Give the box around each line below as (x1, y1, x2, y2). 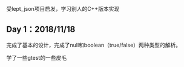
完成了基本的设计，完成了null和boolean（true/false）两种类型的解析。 (6, 41, 182, 48)
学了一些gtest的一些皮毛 (6, 54, 67, 61)
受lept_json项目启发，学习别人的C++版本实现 (6, 5, 120, 12)
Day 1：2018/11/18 (6, 25, 76, 35)
